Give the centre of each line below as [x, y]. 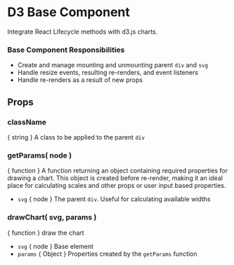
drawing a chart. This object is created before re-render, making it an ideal [115, 178]
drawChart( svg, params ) [52, 217]
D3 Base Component [69, 12]
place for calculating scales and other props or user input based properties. [117, 186]
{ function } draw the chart [46, 233]
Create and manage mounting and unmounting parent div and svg [113, 65]
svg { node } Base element [55, 246]
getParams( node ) [40, 155]
